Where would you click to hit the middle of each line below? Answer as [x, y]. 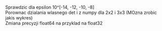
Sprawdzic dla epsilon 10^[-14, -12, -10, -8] [50, 7]
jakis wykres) [19, 18]
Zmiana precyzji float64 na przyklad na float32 [54, 23]
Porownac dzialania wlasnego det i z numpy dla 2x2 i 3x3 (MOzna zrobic [81, 12]
